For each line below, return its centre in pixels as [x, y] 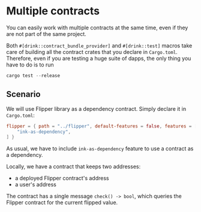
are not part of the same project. [46, 34]
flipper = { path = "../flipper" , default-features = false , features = [99, 126]
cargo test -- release [33, 75]
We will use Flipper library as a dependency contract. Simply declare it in [96, 108]
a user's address [36, 184]
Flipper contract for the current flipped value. [62, 202]
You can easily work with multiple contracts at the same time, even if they [97, 28]
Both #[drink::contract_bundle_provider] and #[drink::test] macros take [99, 46]
